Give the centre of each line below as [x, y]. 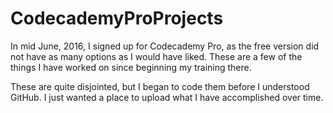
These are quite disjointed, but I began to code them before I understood [160, 86]
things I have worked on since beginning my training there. [131, 67]
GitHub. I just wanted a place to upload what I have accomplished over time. [167, 97]
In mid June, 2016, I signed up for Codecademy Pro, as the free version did [165, 46]
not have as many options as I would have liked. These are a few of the [156, 56]
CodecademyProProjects [117, 18]
